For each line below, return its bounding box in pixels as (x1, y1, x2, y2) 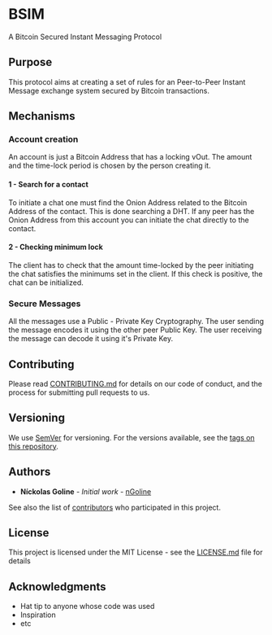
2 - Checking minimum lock (8, 242, 103, 252)
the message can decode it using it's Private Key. (8, 334, 173, 344)
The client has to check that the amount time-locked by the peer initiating (8, 260, 254, 269)
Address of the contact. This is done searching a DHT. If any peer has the (8, 206, 255, 216)
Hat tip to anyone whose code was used (19, 602, 155, 611)
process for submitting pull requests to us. (8, 388, 150, 397)
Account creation (8, 134, 79, 145)
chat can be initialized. (8, 278, 84, 287)
